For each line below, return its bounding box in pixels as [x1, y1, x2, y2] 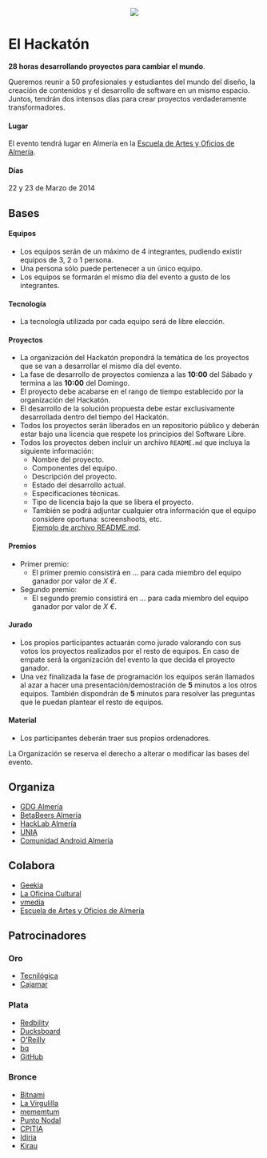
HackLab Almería [19, 819, 78, 828]
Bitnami [19, 1089, 46, 1100]
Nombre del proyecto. [31, 455, 104, 464]
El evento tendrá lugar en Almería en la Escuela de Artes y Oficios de [8, 138, 235, 148]
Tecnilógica [19, 971, 58, 980]
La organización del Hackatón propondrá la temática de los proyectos [19, 353, 249, 363]
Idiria [19, 1132, 38, 1142]
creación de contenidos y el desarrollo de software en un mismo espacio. [8, 85, 250, 95]
